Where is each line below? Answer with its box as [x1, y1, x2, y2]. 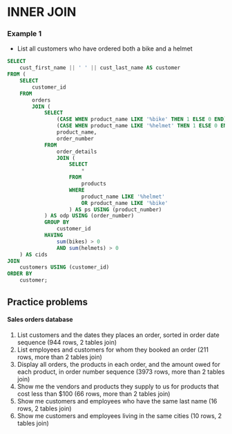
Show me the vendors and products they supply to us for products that [17, 382, 220, 390]
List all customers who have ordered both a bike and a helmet [17, 44, 193, 53]
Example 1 [7, 29, 42, 39]
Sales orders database [7, 316, 74, 324]
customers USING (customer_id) [19, 264, 110, 271]
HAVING [43, 232, 64, 239]
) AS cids [19, 251, 48, 258]
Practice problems [7, 296, 88, 308]
